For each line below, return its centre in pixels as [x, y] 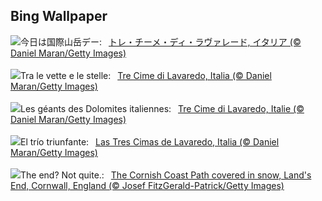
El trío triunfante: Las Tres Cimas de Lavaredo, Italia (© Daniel [150, 141]
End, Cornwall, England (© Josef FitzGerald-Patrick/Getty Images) [147, 185]
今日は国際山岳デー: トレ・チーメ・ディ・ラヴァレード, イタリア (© [161, 41]
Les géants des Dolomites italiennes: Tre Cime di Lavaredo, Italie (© [162, 108]
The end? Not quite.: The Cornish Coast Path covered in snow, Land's [166, 175]
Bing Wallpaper [59, 16]
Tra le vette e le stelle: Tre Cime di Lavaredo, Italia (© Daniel [146, 75]
